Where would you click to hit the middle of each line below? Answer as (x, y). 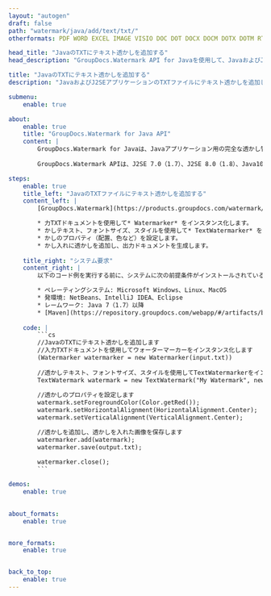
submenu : (23, 97)
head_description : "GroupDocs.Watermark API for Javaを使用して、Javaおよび (134, 60)
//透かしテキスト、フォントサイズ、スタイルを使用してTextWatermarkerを (146, 373)
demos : (19, 485)
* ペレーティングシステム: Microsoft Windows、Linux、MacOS (132, 290)
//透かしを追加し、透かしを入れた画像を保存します (110, 432)
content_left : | (50, 201)
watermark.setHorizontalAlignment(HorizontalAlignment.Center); (148, 411)
